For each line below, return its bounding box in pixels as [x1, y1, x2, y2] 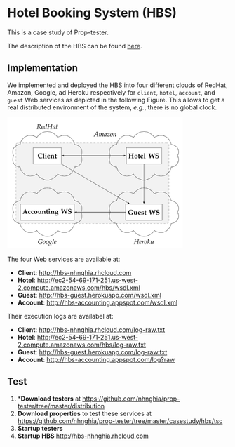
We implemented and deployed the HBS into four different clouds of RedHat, [7, 81, 228, 89]
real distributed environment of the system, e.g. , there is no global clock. [7, 103, 217, 112]
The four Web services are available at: [7, 255, 121, 263]
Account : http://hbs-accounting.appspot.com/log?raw [17, 355, 175, 363]
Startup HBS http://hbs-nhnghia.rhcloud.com [17, 432, 149, 440]
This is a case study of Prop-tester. [7, 28, 109, 36]
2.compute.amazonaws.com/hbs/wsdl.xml [17, 283, 140, 292]
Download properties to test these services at [17, 409, 152, 418]
